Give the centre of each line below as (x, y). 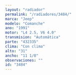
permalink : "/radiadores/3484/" (38, 14)
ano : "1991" (17, 28)
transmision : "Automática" (33, 37)
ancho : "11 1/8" (22, 56)
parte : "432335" (22, 42)
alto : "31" (16, 51)
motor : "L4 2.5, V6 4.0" (31, 33)
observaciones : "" (24, 60)
